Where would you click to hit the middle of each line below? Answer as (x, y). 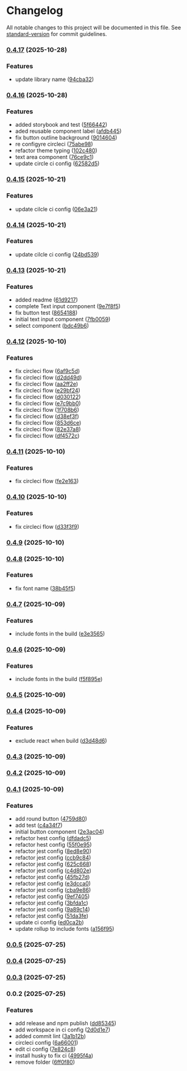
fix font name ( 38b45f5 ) (45, 588)
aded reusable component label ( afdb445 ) (68, 131)
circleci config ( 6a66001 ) (47, 1043)
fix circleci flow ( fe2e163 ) (47, 481)
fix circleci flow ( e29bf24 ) (48, 391)
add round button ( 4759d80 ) (51, 819)
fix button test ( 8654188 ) (46, 313)
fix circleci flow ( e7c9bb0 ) (48, 403)
